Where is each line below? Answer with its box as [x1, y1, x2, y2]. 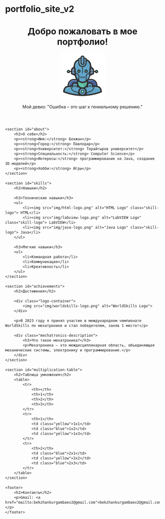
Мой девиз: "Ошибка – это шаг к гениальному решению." [22, 104, 143, 110]
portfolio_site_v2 [5, 3, 75, 15]
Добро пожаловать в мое [27, 26, 137, 37]
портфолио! [57, 36, 108, 48]
